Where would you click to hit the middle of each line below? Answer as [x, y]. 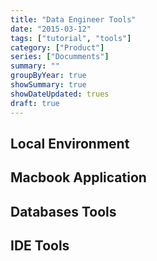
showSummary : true [48, 85]
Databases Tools [63, 211]
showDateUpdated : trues [60, 94]
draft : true [35, 103]
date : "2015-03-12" [51, 29]
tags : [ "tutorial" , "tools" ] [71, 38]
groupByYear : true [48, 76]
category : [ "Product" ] [57, 47]
